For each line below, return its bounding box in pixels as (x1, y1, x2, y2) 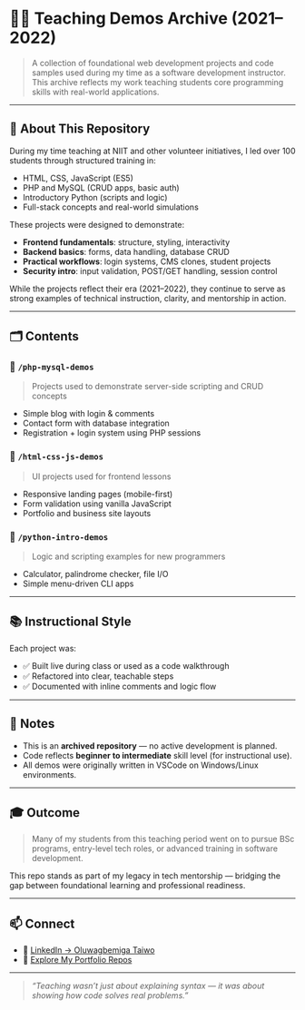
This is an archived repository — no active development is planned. (22, 740, 278, 751)
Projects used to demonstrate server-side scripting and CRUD (31, 381, 264, 392)
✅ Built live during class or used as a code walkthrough (22, 660, 230, 671)
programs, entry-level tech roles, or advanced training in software (31, 843, 279, 854)
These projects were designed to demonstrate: (9, 219, 185, 230)
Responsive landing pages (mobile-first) (22, 488, 173, 499)
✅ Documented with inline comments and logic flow (22, 681, 217, 691)
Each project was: (9, 642, 77, 653)
